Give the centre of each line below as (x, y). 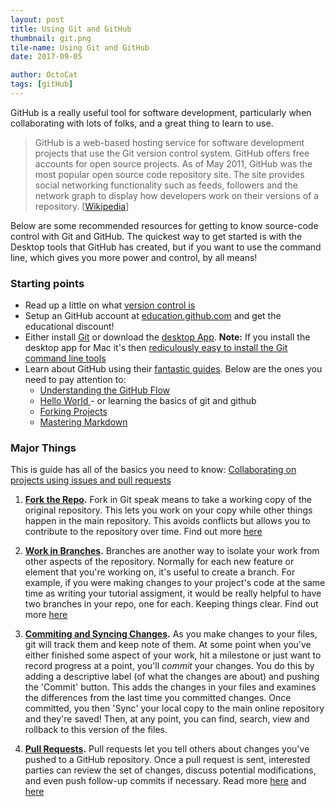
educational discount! (69, 327)
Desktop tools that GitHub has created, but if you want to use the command (166, 247)
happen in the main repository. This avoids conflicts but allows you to (167, 521)
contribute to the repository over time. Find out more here (143, 532)
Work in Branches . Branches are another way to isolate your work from (172, 551)
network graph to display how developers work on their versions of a (177, 195)
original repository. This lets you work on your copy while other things (168, 510)
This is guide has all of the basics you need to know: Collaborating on (153, 470)
